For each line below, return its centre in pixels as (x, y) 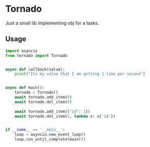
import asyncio (22, 51)
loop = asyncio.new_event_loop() (50, 135)
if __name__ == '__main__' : (35, 130)
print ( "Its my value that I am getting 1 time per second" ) (80, 74)
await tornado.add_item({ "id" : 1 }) (52, 111)
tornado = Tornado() (36, 92)
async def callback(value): (35, 69)
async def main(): (25, 88)
